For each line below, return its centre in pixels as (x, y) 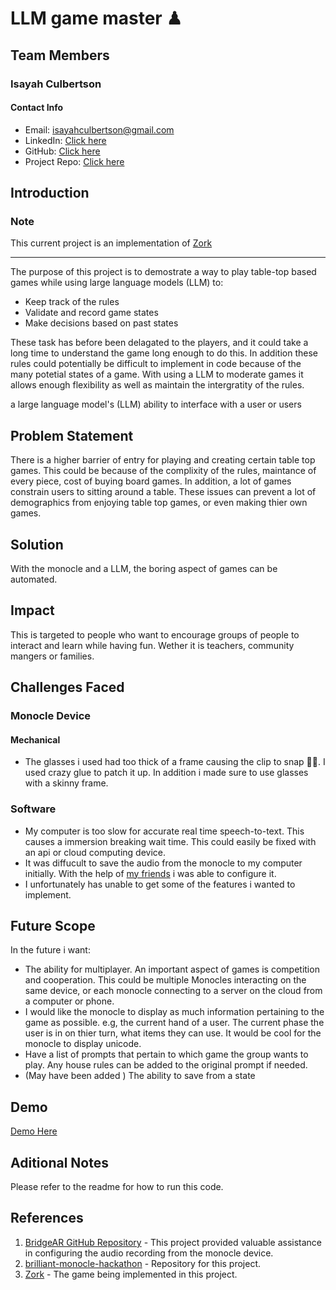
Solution (37, 544)
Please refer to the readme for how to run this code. (117, 1187)
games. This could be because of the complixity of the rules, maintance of (163, 471)
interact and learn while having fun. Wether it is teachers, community (152, 645)
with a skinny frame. (66, 783)
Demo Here (34, 1131)
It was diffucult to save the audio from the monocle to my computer (163, 863)
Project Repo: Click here (74, 161)
